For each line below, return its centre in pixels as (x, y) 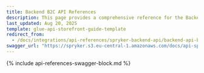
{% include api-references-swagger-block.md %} (69, 63)
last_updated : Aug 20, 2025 (42, 23)
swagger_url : (23, 46)
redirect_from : (25, 35)
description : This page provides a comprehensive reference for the (95, 18)
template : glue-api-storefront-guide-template (66, 29)
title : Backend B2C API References (51, 12)
